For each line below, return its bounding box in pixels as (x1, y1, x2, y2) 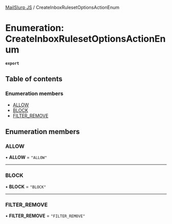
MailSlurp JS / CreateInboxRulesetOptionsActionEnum (5, 5, 119, 10)
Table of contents (5, 75, 62, 83)
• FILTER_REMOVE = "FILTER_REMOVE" (5, 212, 85, 219)
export (5, 61, 19, 66)
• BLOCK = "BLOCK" (5, 184, 47, 190)
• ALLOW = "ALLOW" (5, 154, 47, 161)
